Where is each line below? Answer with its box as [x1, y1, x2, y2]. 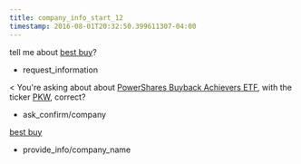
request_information [22, 64, 98, 75]
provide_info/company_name [22, 144, 131, 155]
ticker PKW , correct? [9, 92, 86, 102]
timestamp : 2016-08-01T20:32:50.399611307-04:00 [9, 22, 197, 31]
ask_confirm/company [22, 109, 107, 120]
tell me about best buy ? [9, 46, 97, 57]
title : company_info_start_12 [9, 13, 124, 23]
